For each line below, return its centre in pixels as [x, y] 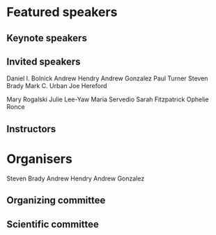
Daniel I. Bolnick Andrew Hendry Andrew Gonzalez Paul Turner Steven [107, 78]
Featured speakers [62, 12]
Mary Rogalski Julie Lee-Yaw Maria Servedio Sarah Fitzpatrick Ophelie [108, 99]
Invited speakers [44, 61]
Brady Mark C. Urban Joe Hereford [57, 86]
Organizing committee [56, 200]
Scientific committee [53, 224]
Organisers [39, 159]
